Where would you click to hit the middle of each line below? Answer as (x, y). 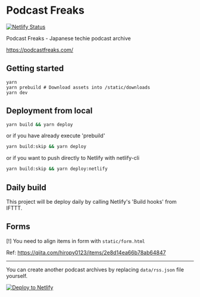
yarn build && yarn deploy (40, 124)
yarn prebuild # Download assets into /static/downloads (78, 87)
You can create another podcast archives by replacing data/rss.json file (95, 269)
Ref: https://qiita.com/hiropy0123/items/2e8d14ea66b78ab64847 (86, 252)
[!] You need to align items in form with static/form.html (76, 241)
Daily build (26, 187)
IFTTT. (14, 208)
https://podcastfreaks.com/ (40, 50)
